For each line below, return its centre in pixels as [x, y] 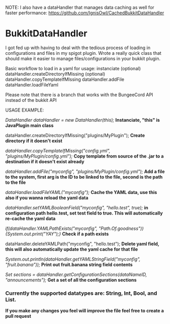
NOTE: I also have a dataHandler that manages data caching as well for [80, 7]
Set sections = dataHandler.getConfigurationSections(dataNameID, [76, 274]
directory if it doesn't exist [34, 141]
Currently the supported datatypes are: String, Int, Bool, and [81, 293]
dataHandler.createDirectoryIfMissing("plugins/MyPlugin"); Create [75, 135]
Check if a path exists [85, 234]
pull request [18, 316]
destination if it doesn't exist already [45, 161]
